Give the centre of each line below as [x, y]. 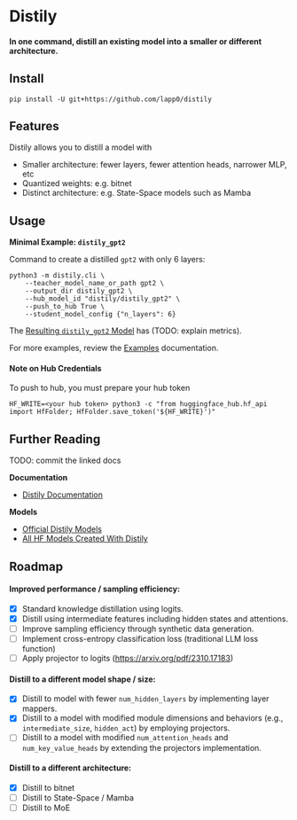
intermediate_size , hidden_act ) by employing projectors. [126, 728]
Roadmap [36, 566]
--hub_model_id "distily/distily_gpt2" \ [102, 299]
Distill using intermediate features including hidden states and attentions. [155, 619]
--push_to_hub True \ [65, 307]
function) [39, 649]
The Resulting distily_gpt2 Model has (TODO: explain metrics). [125, 331]
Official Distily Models [62, 529]
